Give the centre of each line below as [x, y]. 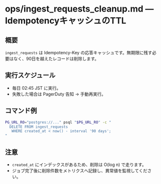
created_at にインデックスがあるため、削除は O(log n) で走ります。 [79, 164]
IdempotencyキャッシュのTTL [66, 21]
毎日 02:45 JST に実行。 [37, 88]
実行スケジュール [30, 75]
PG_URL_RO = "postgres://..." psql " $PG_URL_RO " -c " [58, 122]
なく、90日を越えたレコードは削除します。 [56, 59]
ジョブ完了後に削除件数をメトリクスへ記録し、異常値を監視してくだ [80, 170]
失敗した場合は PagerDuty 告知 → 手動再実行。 [59, 94]
